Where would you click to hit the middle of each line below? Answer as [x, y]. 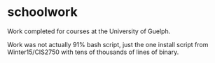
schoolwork [43, 12]
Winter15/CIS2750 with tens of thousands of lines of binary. [93, 52]
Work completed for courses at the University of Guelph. [89, 31]
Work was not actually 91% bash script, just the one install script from [108, 44]
